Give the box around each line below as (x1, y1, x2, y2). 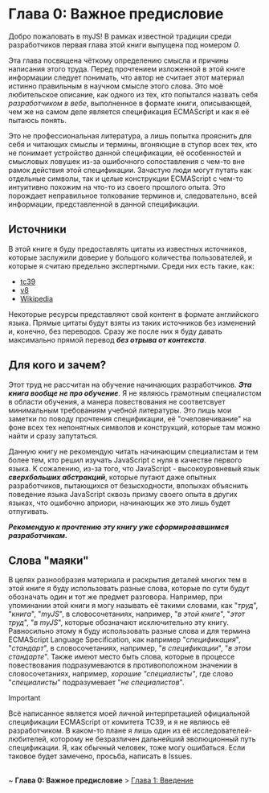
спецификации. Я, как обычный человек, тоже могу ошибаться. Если (8, 743, 246, 753)
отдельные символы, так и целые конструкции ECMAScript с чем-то (8, 174, 243, 183)
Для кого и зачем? (8, 359, 107, 372)
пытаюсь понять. (8, 115, 67, 125)
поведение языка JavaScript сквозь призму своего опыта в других (8, 489, 238, 499)
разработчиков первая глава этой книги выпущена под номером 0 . (8, 39, 241, 49)
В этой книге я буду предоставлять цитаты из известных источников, (8, 244, 247, 253)
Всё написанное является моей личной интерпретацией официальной (8, 709, 251, 718)
